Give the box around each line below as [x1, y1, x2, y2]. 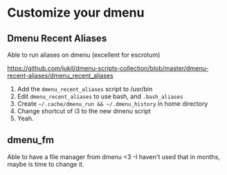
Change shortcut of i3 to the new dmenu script [17, 107, 151, 115]
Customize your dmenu [7, 5, 145, 21]
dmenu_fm [7, 134, 54, 146]
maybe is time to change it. [7, 160, 84, 168]
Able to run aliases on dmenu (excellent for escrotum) [7, 50, 161, 59]
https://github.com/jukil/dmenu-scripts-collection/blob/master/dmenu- [7, 64, 209, 72]
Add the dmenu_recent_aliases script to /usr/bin [17, 85, 153, 93]
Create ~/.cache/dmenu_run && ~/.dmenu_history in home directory [17, 100, 208, 108]
